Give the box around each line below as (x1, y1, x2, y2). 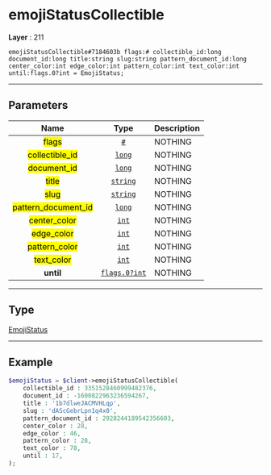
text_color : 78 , (23, 444, 81, 452)
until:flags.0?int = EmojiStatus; (8, 69, 125, 77)
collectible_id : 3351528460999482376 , (23, 385, 157, 393)
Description (154, 123, 200, 134)
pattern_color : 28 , (23, 437, 92, 445)
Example (8, 355, 53, 369)
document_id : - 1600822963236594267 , (23, 392, 150, 400)
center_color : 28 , (23, 422, 89, 430)
